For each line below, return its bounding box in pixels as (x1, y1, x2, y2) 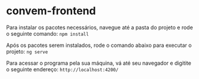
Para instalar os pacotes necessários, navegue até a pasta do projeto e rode (6, 24, 194, 31)
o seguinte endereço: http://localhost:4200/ (6, 65, 119, 72)
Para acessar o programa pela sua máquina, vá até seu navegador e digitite (6, 59, 192, 67)
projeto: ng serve (6, 48, 48, 55)
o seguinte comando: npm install (6, 30, 89, 37)
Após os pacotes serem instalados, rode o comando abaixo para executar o (6, 42, 192, 49)
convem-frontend (6, 4, 97, 18)
